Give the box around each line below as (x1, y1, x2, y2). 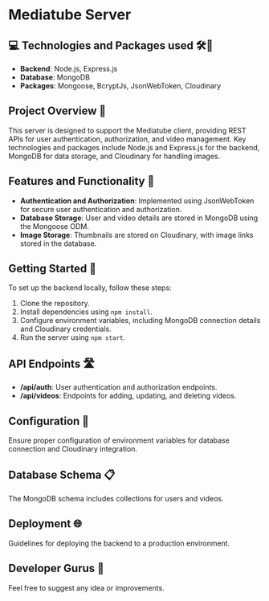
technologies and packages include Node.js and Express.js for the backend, (8, 142, 260, 152)
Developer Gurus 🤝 (8, 562, 104, 575)
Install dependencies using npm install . (19, 307, 153, 317)
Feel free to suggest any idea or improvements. (8, 583, 165, 592)
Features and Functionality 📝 (8, 174, 155, 188)
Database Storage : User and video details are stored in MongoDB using (19, 213, 259, 223)
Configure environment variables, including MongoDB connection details (19, 316, 261, 325)
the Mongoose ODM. (19, 221, 90, 231)
